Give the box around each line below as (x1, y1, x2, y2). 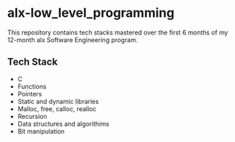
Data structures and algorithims (17, 120, 109, 128)
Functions (17, 82, 47, 91)
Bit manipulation (17, 127, 65, 135)
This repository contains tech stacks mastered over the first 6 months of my (7, 28, 228, 37)
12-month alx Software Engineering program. (7, 35, 138, 44)
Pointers (17, 89, 42, 98)
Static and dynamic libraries (17, 97, 99, 105)
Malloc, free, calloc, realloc (17, 104, 97, 113)
